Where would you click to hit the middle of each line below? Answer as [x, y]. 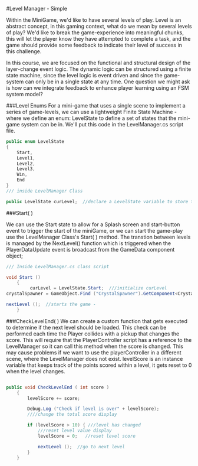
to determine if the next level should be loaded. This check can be [86, 327]
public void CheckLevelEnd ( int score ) [58, 387]
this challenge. [24, 51]
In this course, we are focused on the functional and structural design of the [98, 63]
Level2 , [26, 164]
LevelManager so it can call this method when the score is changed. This [95, 346]
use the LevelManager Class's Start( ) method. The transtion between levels [98, 237]
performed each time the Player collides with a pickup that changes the [93, 334]
